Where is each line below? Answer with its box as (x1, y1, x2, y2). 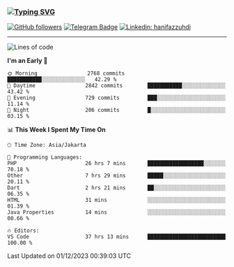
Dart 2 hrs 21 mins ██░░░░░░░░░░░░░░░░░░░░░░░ (7, 185, 226, 192)
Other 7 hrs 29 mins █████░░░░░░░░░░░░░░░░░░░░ (7, 172, 226, 180)
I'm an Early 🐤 (7, 57, 48, 65)
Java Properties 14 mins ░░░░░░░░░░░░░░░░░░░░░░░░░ (7, 209, 226, 216)
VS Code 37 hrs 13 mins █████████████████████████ (7, 233, 226, 240)
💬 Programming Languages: (7, 154, 82, 161)
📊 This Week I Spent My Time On (7, 126, 106, 134)
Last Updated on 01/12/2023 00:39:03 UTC (7, 252, 131, 260)
